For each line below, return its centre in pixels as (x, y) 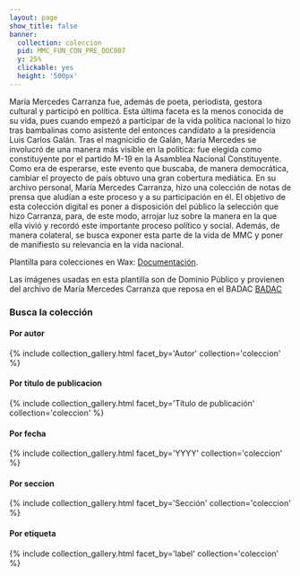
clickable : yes (46, 68)
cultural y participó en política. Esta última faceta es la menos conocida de (146, 111)
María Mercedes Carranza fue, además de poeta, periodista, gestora (136, 101)
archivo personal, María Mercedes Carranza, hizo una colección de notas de (150, 187)
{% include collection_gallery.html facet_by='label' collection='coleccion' (144, 554)
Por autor (27, 334)
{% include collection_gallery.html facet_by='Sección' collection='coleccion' (150, 503)
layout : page (34, 17)
